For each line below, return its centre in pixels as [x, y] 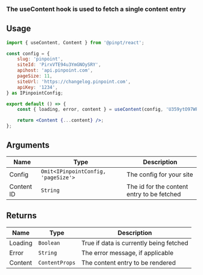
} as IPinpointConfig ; [35, 93]
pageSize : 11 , [35, 76]
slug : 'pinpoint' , [40, 59]
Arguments [28, 145]
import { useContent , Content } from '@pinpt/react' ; [76, 42]
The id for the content [157, 187]
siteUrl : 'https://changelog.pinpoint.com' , [74, 81]
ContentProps [57, 263]
